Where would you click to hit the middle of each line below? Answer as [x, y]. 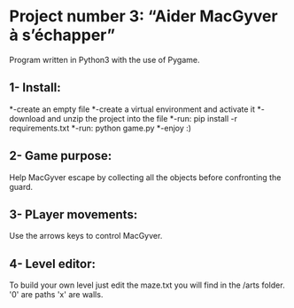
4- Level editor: [52, 264]
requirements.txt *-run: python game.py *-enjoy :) [101, 128]
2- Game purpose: [61, 156]
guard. [21, 186]
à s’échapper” [62, 35]
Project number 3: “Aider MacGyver [143, 16]
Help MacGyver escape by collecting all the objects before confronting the [145, 177]
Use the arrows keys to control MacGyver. [86, 236]
